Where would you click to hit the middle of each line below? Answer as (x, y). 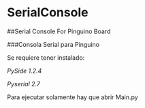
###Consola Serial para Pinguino (53, 44)
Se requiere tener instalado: (46, 57)
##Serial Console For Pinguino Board (59, 31)
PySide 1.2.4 (25, 71)
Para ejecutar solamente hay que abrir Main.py (72, 97)
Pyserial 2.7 (24, 84)
